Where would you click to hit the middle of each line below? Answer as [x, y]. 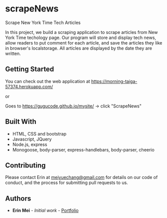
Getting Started [30, 69]
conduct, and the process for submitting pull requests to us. [67, 182]
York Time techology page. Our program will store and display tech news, [81, 37]
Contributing [25, 165]
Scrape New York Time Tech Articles [43, 22]
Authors [18, 198]
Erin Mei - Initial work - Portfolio [45, 210]
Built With [21, 122]
